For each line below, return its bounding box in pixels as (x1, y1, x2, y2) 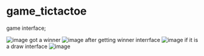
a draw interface (6, 43, 47, 50)
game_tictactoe (6, 4, 87, 18)
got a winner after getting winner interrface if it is (29, 36, 199, 43)
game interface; (6, 24, 46, 32)
